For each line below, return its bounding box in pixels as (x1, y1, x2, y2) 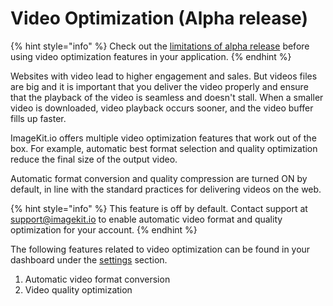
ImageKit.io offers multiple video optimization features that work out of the (10, 132, 317, 144)
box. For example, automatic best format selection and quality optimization (10, 142, 318, 154)
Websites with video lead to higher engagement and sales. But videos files (10, 70, 318, 82)
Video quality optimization (24, 283, 133, 296)
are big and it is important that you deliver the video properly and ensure (10, 80, 309, 92)
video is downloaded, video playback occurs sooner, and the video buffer (10, 102, 314, 114)
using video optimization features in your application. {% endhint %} (10, 50, 292, 62)
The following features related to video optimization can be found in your (10, 243, 311, 255)
